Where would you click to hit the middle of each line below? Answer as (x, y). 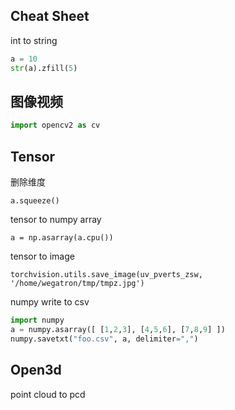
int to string (34, 40)
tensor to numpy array (56, 220)
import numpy (37, 320)
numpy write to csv (50, 302)
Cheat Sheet (50, 16)
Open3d (36, 370)
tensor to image (42, 256)
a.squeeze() (35, 201)
